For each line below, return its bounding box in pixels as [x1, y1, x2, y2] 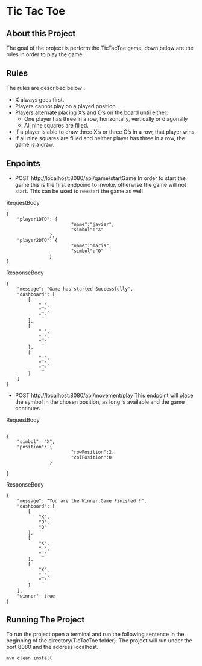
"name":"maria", [71, 242, 112, 248]
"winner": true [17, 593, 55, 599]
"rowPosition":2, [71, 449, 115, 455]
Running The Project [6, 615, 85, 625]
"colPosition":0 [71, 454, 112, 461]
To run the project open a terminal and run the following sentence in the [6, 630, 185, 638]
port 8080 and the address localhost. [6, 644, 99, 651]
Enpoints [6, 158, 41, 169]
